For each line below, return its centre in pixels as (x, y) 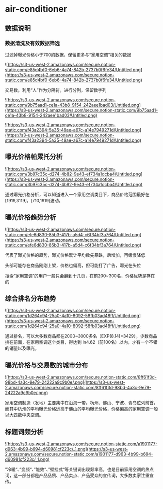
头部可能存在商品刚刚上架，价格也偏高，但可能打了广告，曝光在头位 (73, 265)
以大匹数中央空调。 (24, 415)
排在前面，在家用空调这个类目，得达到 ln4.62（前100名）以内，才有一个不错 (81, 342)
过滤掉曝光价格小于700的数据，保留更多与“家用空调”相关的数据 (68, 55)
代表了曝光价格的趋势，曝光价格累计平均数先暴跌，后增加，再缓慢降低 (75, 255)
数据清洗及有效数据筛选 (32, 43)
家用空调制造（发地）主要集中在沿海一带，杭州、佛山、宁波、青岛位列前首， (81, 403)
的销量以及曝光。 (22, 348)
